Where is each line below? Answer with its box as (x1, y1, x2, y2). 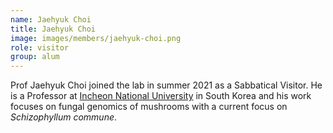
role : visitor (10, 42, 70, 53)
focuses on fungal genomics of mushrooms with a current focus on (10, 101, 288, 113)
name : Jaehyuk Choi (10, 14, 92, 25)
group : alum (10, 52, 60, 62)
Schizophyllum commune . (10, 111, 118, 123)
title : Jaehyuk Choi (10, 24, 97, 34)
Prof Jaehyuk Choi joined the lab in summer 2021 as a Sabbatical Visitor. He (10, 79, 323, 91)
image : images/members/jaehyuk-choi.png (10, 33, 182, 43)
